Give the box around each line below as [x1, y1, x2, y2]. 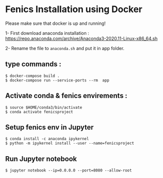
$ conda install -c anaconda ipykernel [5, 137, 89, 142]
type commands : [5, 60, 62, 69]
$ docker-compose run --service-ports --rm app [5, 77, 110, 83]
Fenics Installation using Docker [5, 4, 143, 15]
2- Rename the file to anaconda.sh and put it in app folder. [5, 45, 125, 51]
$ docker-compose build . [5, 73, 60, 78]
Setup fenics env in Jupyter [5, 123, 94, 131]
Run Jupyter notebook [5, 154, 77, 163]
